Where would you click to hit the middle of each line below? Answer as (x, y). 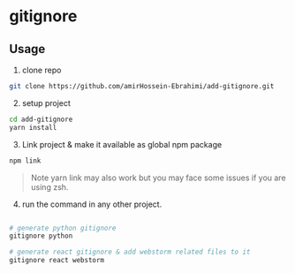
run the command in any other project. (92, 204)
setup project (46, 102)
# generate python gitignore (63, 228)
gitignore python (41, 236)
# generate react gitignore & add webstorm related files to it (130, 252)
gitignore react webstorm (57, 261)
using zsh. (49, 186)
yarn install (33, 127)
